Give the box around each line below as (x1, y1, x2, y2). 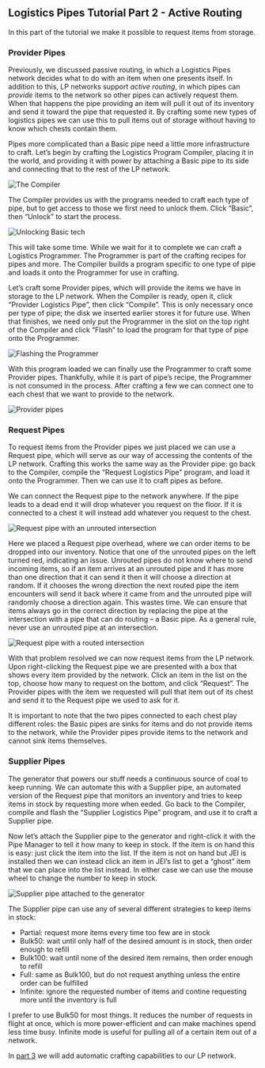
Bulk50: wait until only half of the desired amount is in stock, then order (19, 936, 253, 945)
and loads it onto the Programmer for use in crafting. (8, 268, 180, 278)
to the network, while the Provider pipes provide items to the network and (8, 728, 248, 737)
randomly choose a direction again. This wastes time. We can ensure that (8, 597, 248, 608)
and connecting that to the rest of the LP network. (8, 165, 171, 174)
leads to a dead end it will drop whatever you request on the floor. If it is (8, 500, 243, 509)
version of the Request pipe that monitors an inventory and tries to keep (8, 790, 243, 800)
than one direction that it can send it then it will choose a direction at (8, 573, 232, 582)
